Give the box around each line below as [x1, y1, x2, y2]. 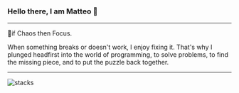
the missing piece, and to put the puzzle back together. [7, 58, 169, 67]
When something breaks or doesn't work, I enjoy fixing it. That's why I [7, 43, 213, 52]
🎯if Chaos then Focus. [7, 29, 73, 38]
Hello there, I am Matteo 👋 [7, 6, 98, 16]
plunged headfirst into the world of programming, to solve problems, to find [7, 50, 229, 59]
